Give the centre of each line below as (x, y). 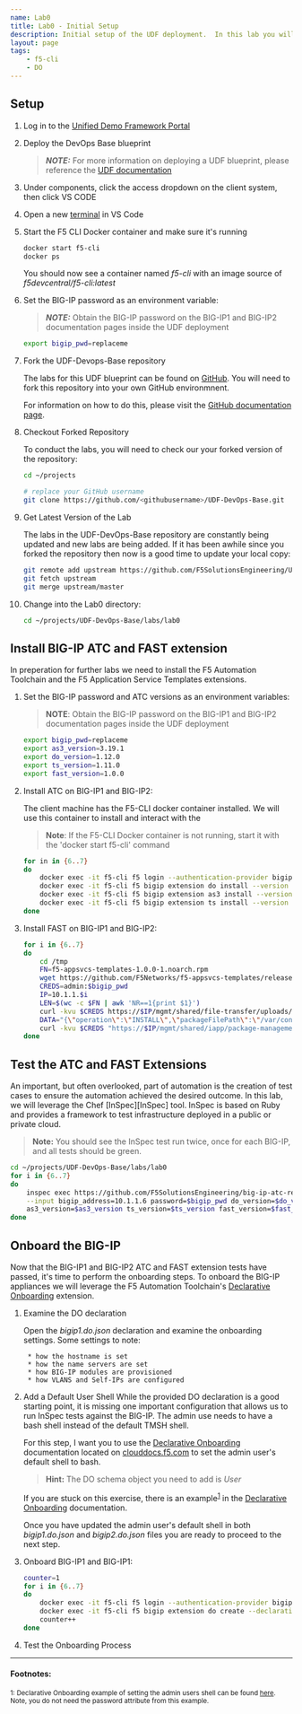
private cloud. (36, 1124)
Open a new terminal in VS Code (83, 214)
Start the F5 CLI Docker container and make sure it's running (135, 232)
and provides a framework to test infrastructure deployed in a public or (141, 1115)
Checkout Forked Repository (76, 433)
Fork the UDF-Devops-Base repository (95, 361)
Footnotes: (31, 1674)
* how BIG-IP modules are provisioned (100, 1372)
